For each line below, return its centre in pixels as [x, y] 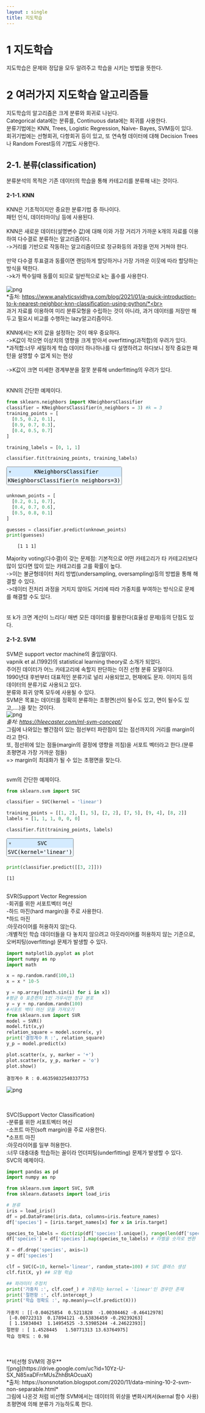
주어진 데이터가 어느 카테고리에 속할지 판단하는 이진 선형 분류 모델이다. [90, 669]
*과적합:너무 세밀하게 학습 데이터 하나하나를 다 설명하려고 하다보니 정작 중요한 [99, 348]
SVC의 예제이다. [26, 1160]
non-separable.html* [33, 1389]
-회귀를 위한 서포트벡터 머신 [39, 903]
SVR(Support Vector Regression [47, 896]
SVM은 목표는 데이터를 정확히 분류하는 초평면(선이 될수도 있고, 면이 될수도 [95, 700]
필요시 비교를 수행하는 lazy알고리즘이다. [65, 318]
